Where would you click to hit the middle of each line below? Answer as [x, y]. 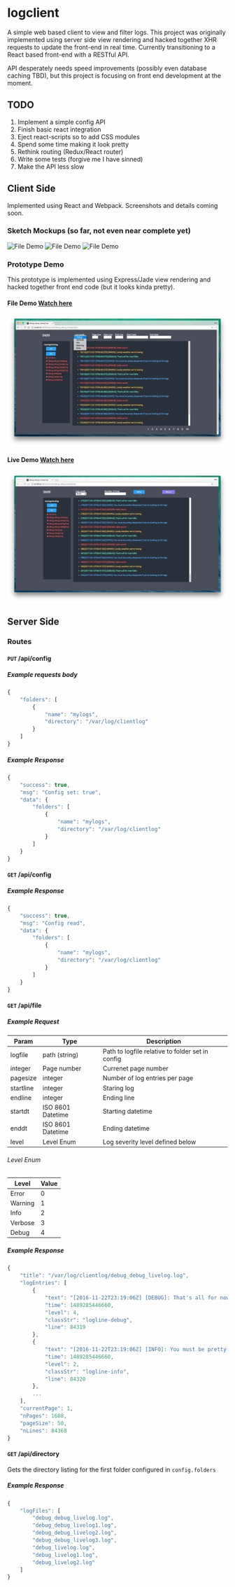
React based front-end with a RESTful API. [68, 55]
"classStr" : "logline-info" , [87, 1371]
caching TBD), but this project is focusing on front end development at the [114, 76]
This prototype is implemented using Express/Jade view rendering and [109, 280]
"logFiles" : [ [40, 1511]
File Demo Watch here [40, 303]
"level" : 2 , [62, 1364]
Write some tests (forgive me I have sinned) [80, 159]
